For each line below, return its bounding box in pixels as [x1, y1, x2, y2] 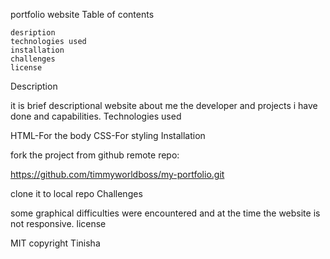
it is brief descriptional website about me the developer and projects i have [10, 100, 318, 111]
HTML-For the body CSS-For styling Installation [10, 130, 206, 141]
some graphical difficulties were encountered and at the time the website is [10, 207, 321, 219]
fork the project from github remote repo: [10, 149, 180, 161]
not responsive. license [10, 218, 107, 229]
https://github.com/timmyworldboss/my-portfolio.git [10, 169, 225, 180]
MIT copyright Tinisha [10, 237, 101, 249]
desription [10, 28, 56, 38]
